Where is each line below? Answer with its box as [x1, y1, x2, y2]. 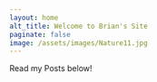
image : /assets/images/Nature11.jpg [9, 38, 148, 48]
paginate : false [9, 30, 71, 39]
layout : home [9, 13, 59, 23]
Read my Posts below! [9, 63, 93, 74]
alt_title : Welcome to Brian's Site [9, 22, 148, 31]
